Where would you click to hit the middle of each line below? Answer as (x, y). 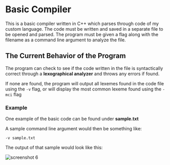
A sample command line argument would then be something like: (74, 129)
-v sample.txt (20, 138)
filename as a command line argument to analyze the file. (66, 40)
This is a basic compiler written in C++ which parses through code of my (82, 23)
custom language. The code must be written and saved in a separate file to (84, 29)
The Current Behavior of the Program (66, 56)
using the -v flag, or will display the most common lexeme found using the (83, 89)
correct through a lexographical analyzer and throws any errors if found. (82, 74)
